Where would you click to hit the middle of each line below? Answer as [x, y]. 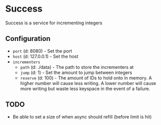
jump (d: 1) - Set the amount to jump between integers [76, 72]
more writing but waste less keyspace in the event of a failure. [85, 89]
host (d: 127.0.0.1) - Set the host [45, 56]
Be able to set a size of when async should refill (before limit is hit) [82, 116]
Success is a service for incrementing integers [54, 23]
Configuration [28, 39]
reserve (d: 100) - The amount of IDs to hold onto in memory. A [86, 78]
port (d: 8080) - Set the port [42, 51]
